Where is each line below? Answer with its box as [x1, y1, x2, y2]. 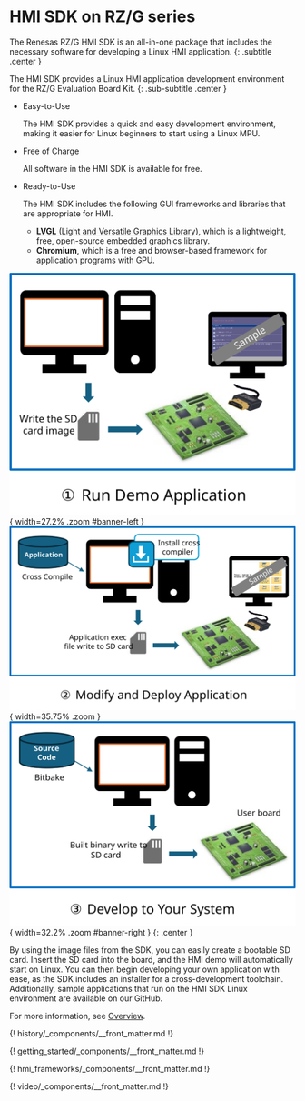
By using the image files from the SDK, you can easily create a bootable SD [9, 944, 290, 956]
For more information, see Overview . [9, 1010, 146, 1021]
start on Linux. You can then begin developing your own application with [9, 964, 280, 975]
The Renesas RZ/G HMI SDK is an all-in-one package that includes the [9, 36, 272, 47]
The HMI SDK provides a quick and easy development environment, [22, 118, 277, 129]
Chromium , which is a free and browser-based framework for [35, 245, 268, 255]
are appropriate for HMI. [22, 207, 113, 219]
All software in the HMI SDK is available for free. [22, 163, 202, 174]
